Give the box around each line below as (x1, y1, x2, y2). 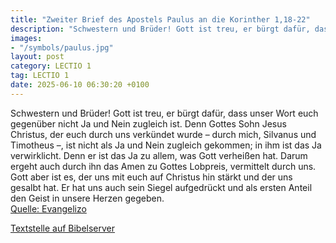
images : (10, 33, 43, 43)
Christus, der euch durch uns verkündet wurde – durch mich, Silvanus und (10, 128, 317, 140)
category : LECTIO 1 (10, 61, 92, 71)
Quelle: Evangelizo (10, 202, 87, 215)
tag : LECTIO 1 (10, 71, 70, 81)
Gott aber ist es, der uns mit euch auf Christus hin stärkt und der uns (10, 171, 293, 183)
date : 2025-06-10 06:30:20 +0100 (10, 80, 150, 90)
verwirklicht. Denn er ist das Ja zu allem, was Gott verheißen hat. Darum (10, 149, 308, 161)
